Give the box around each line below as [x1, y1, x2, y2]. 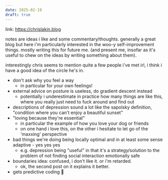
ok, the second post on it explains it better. [20, 163, 110, 169]
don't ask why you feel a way [12, 77, 74, 83]
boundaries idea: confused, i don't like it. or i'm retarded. [12, 158, 132, 164]
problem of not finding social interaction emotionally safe [20, 153, 140, 159]
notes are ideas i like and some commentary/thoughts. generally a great [5, 36, 156, 42]
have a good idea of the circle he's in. [5, 67, 85, 74]
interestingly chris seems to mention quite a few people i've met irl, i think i [5, 62, 162, 68]
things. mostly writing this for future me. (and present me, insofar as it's [5, 47, 156, 53]
